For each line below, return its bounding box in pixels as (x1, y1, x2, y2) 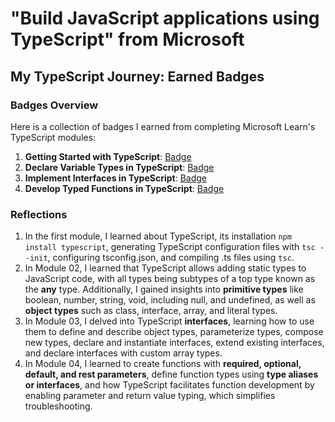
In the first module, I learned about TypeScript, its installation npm (24, 230, 292, 242)
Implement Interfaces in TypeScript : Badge (24, 172, 207, 184)
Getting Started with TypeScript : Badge (24, 150, 192, 162)
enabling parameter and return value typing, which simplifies (24, 390, 276, 402)
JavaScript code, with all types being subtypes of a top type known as (24, 273, 316, 285)
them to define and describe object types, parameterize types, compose (24, 326, 324, 338)
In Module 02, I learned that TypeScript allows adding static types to (24, 262, 307, 274)
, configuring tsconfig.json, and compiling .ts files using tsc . (47, 252, 295, 264)
